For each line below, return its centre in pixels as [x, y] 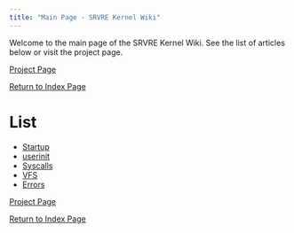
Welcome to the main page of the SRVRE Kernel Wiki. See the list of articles [147, 43]
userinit [36, 156]
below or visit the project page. [66, 52]
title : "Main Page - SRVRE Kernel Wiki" [85, 17]
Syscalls [37, 166]
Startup [36, 146]
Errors [33, 184]
